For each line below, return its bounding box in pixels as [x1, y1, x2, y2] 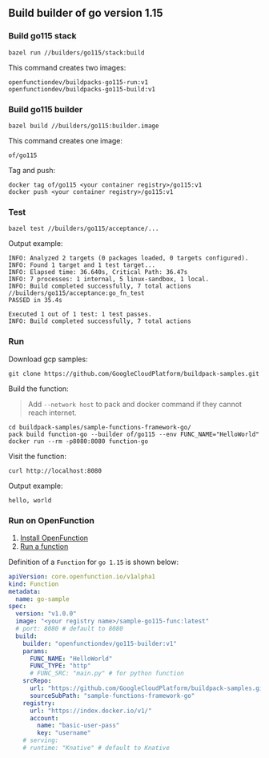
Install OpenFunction [19, 533, 89, 542]
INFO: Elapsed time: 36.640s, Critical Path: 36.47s [8, 268, 188, 276]
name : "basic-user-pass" [37, 721, 120, 730]
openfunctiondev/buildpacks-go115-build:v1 [8, 85, 156, 93]
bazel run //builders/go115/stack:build [8, 48, 146, 57]
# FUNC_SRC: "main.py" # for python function [29, 669, 184, 678]
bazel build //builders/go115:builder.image [8, 122, 159, 130]
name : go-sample [15, 595, 70, 603]
